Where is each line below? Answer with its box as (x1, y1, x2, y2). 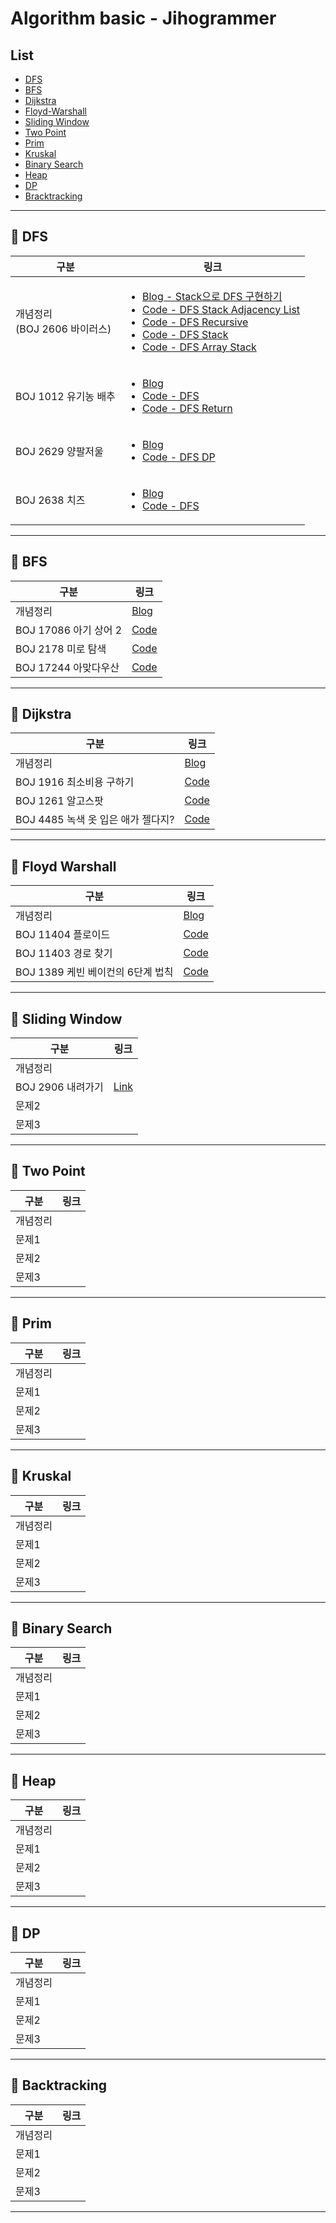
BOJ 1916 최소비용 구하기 (15, 775, 135, 789)
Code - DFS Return (142, 401, 233, 415)
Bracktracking (24, 190, 83, 202)
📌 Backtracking (10, 2077, 108, 2094)
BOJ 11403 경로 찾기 (15, 947, 113, 961)
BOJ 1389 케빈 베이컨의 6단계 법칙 (15, 965, 174, 979)
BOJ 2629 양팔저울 (15, 444, 104, 458)
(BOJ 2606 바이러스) (15, 322, 112, 336)
